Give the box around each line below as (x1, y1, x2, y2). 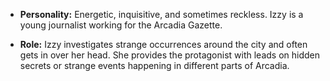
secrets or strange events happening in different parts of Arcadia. (19, 60, 290, 71)
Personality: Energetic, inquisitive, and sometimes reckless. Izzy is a (19, 9, 304, 20)
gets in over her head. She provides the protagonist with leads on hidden (19, 49, 321, 61)
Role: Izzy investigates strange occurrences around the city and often (19, 39, 308, 50)
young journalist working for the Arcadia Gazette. (19, 19, 223, 31)
